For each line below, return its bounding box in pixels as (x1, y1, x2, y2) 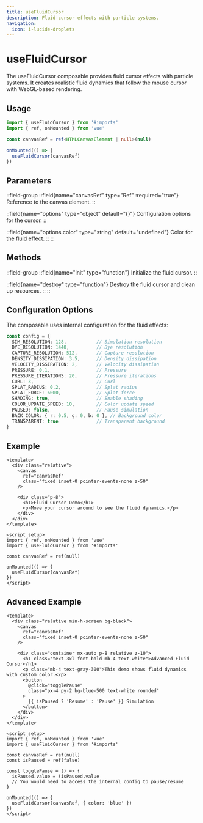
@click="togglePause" (28, 682, 84, 688)
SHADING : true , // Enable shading (12, 396, 143, 402)
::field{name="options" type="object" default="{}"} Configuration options (6, 210, 191, 218)
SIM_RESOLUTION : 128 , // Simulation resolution (12, 339, 163, 345)
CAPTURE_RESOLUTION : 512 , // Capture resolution (12, 350, 154, 356)
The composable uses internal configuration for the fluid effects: (6, 321, 169, 328)
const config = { (6, 333, 51, 339)
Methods (6, 253, 41, 263)
